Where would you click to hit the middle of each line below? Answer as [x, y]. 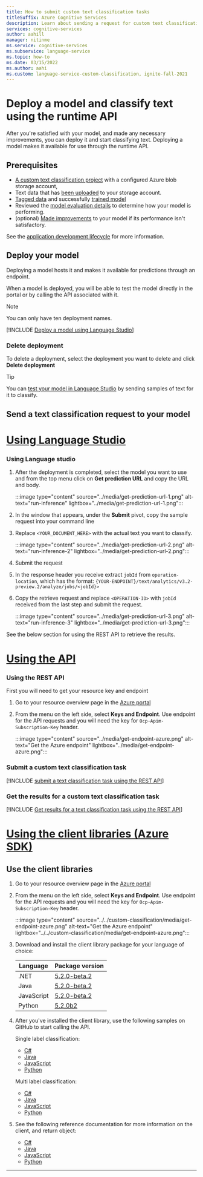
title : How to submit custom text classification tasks [78, 12]
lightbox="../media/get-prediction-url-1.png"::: [126, 503]
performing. [30, 212]
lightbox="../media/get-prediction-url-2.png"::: [132, 551]
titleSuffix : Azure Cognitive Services [56, 18]
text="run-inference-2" [44, 551]
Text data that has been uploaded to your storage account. [88, 192]
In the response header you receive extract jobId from [83, 574]
